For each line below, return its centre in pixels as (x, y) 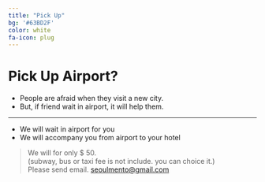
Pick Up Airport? (63, 76)
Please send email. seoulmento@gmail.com (98, 169)
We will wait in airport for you (67, 129)
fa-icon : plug (32, 37)
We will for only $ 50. (62, 153)
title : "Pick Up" (37, 15)
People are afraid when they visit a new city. (91, 98)
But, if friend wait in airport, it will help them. (91, 106)
